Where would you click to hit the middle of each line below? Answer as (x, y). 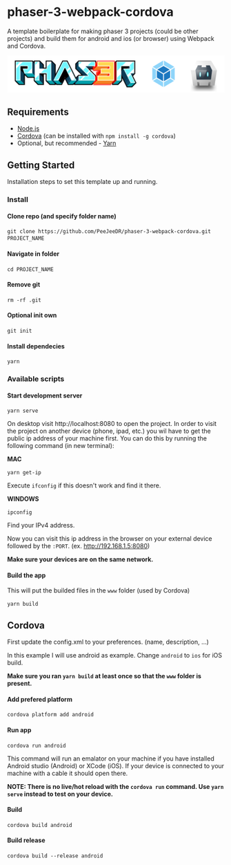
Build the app (27, 575)
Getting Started (41, 165)
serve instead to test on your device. (60, 794)
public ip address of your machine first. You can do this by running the (107, 438)
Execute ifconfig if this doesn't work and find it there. (84, 485)
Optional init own (32, 315)
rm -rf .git (24, 300)
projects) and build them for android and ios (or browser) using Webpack (111, 38)
